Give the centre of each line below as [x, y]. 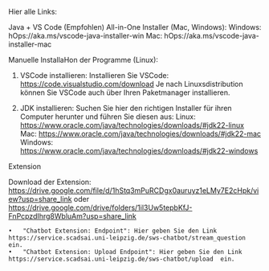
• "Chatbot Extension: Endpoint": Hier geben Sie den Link [113, 231]
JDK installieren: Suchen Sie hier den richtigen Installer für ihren [126, 108]
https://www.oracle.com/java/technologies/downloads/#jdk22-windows [139, 151]
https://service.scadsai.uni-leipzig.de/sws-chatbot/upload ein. [122, 259]
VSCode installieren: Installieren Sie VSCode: [94, 75]
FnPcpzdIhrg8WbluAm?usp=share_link [72, 216]
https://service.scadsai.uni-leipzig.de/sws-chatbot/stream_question [127, 238]
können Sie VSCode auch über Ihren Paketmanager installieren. [125, 92]
